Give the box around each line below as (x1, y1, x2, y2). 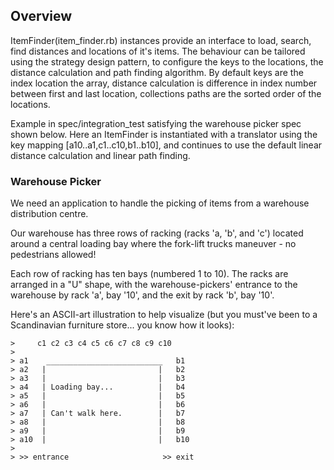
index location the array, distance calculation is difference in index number (10, 77, 318, 89)
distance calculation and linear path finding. (10, 149, 191, 161)
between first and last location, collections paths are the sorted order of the (10, 87, 322, 99)
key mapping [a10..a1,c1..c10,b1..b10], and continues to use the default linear (10, 139, 323, 151)
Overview (10, 8, 73, 25)
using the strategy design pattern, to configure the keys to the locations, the (10, 55, 324, 68)
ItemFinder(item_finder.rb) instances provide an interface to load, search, (10, 34, 312, 46)
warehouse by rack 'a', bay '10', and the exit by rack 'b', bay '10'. (10, 289, 275, 301)
